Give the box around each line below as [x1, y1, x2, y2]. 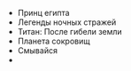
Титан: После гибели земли [17, 27, 122, 36]
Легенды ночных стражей [17, 17, 117, 28]
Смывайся [17, 45, 58, 56]
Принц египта [17, 8, 70, 18]
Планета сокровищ [17, 35, 90, 46]
